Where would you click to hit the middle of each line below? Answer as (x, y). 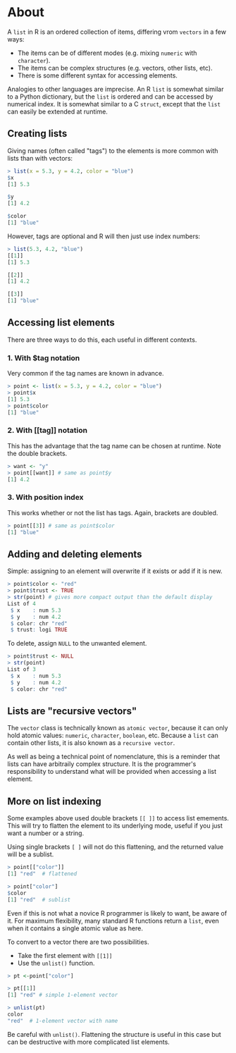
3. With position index (45, 498)
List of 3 (22, 670)
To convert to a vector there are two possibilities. (78, 942)
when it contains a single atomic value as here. (75, 928)
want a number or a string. (46, 833)
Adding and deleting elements (75, 554)
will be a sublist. (31, 854)
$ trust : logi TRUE (39, 630)
